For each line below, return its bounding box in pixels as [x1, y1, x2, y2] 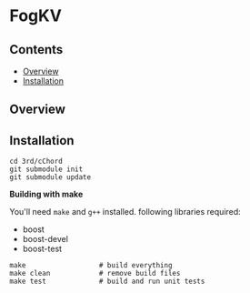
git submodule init [9, 165, 84, 174]
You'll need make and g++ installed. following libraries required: [9, 207, 241, 217]
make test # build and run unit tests [9, 277, 205, 287]
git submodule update [9, 173, 92, 182]
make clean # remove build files [9, 269, 181, 278]
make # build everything [9, 261, 173, 270]
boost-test [22, 243, 62, 255]
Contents [9, 42, 64, 57]
